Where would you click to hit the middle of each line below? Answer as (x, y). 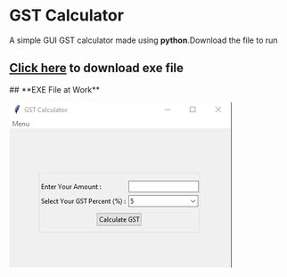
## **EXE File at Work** (55, 89)
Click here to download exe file (97, 68)
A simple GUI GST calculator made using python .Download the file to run (143, 40)
